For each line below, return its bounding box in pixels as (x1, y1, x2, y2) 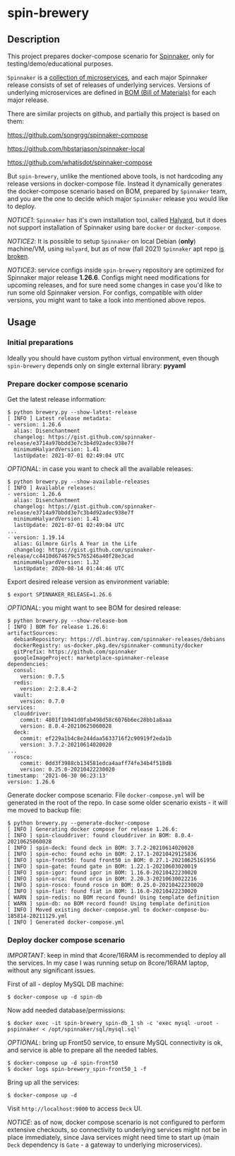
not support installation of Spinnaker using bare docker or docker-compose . (7, 223, 222, 232)
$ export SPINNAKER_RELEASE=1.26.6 (7, 591, 112, 598)
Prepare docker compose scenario (7, 379, 128, 389)
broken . (7, 252, 30, 260)
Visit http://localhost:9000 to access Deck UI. (7, 1104, 143, 1113)
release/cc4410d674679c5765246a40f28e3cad (7, 552, 134, 560)
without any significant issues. (7, 966, 96, 975)
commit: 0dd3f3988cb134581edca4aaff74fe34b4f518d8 (20, 759, 172, 766)
